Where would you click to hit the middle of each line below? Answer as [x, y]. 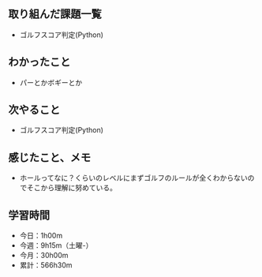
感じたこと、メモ [50, 157]
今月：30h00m [44, 256]
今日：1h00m [41, 236]
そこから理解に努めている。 [71, 188]
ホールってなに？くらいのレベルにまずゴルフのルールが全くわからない [134, 178]
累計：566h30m [46, 265]
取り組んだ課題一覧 [55, 14]
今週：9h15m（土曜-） [56, 245]
